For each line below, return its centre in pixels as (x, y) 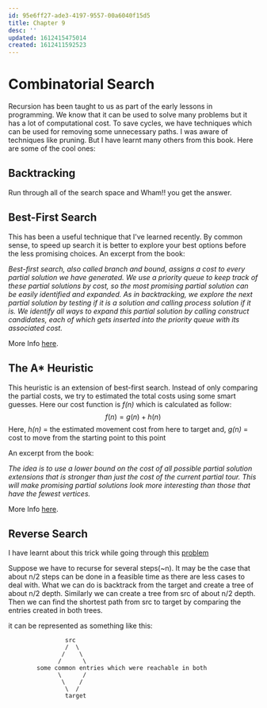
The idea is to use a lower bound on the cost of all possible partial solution (130, 468)
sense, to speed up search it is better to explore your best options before (128, 245)
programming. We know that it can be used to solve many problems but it (128, 115)
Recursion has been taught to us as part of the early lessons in (111, 106)
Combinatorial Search (82, 85)
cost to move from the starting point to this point (87, 437)
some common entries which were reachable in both (122, 668)
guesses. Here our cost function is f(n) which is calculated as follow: (120, 404)
